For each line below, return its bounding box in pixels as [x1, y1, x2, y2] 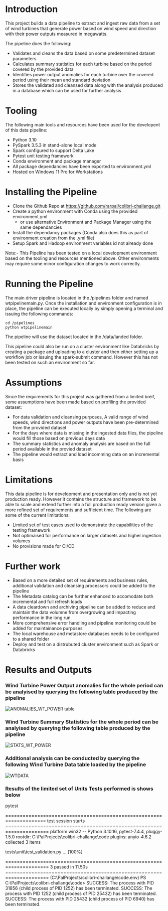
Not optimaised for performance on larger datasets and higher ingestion [12, 532, 161, 538]
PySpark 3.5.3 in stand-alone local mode [12, 142, 97, 148]
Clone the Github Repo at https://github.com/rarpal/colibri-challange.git [12, 203, 160, 209]
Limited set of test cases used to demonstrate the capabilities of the [12, 522, 153, 528]
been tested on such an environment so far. [5, 359, 95, 365]
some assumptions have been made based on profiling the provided [5, 399, 146, 405]
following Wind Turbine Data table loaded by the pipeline [5, 761, 146, 768]
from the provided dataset [12, 424, 67, 430]
